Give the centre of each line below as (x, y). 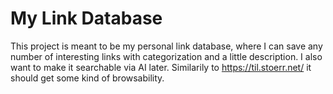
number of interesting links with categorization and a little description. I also (166, 56)
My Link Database (86, 18)
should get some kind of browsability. (87, 78)
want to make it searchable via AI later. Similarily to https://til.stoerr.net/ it (161, 67)
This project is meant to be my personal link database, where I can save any (166, 46)
